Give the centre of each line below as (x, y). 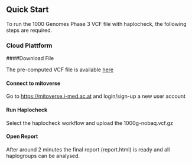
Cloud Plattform (29, 45)
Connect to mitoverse (33, 83)
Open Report (22, 136)
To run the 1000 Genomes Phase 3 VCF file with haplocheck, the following (96, 24)
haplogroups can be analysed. (43, 156)
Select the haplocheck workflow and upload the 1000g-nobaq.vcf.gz (90, 123)
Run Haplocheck (27, 110)
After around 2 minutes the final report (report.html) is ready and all (88, 149)
